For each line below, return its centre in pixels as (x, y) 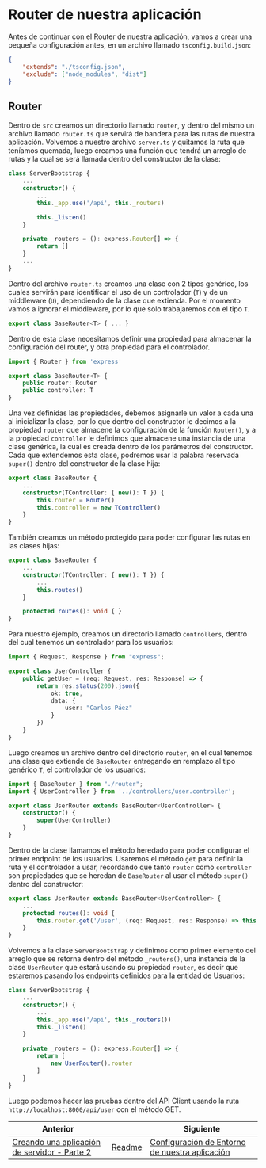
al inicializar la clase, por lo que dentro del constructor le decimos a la (122, 421)
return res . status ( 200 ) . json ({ (88, 686)
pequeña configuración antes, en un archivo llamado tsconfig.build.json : (130, 44)
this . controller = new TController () (99, 508)
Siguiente (202, 1128)
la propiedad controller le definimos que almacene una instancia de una (127, 438)
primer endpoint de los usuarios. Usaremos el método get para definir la (126, 858)
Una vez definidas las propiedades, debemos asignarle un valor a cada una (131, 413)
